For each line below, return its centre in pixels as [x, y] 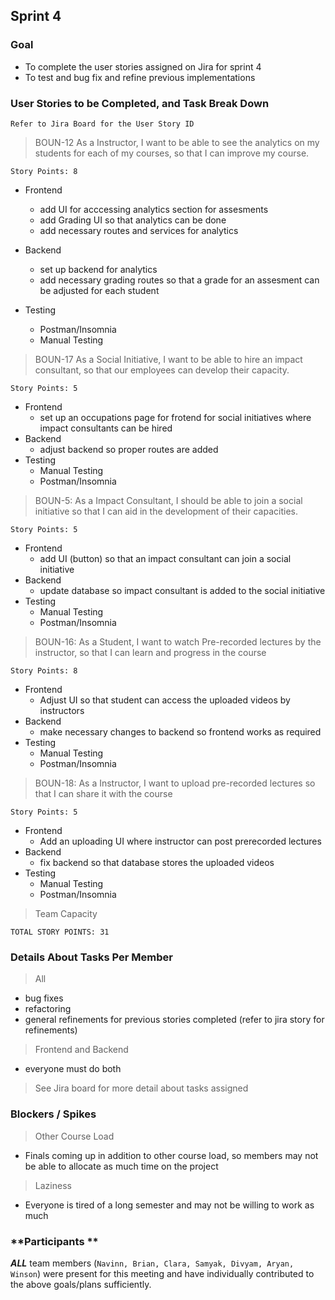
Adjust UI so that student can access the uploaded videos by [165, 700]
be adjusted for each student [99, 290]
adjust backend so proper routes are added [129, 449]
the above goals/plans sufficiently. [81, 1284]
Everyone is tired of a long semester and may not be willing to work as [169, 1205]
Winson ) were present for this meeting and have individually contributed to [162, 1273]
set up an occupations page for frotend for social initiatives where [175, 417]
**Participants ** [54, 1241]
